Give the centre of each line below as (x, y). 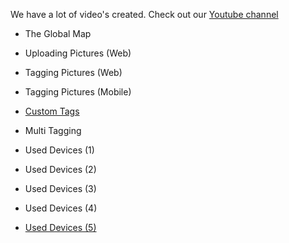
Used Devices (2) (60, 169)
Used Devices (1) (59, 150)
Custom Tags (52, 111)
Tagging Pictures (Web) (73, 72)
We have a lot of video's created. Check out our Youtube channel (144, 14)
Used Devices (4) (61, 208)
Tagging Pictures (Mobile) (78, 92)
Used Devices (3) (60, 188)
